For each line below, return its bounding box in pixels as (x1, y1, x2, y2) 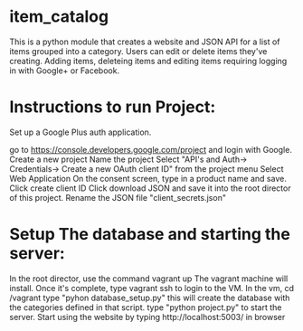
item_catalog (9, 6, 109, 27)
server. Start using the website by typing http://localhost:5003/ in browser (9, 311, 286, 322)
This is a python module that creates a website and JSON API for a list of (9, 36, 280, 47)
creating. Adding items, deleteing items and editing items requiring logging (9, 55, 288, 66)
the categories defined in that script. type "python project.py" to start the (9, 301, 282, 313)
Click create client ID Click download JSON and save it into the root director (9, 183, 291, 194)
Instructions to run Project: (9, 97, 216, 118)
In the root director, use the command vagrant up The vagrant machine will (9, 273, 289, 284)
